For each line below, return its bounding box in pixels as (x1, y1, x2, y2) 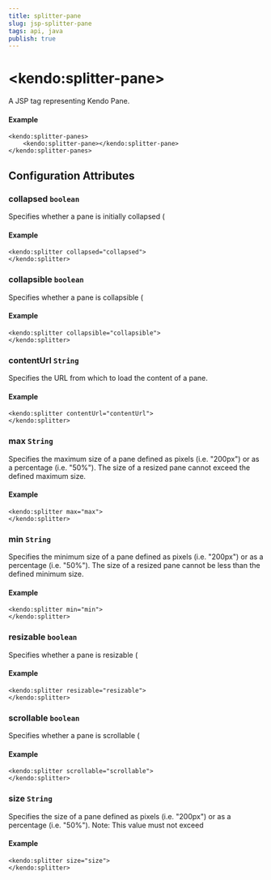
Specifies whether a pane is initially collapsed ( (8, 211, 166, 221)
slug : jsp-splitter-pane (8, 19, 92, 28)
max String (8, 435, 54, 446)
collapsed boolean (8, 193, 80, 204)
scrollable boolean (8, 712, 80, 724)
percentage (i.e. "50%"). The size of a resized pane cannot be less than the (8, 561, 260, 570)
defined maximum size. (8, 471, 87, 481)
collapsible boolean (8, 274, 84, 285)
